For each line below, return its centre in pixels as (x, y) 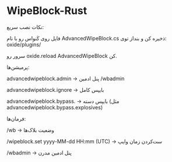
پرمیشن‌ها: (18, 67)
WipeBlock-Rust (47, 11)
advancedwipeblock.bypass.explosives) (55, 107)
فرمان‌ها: (16, 119)
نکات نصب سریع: (25, 27)
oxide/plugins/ (24, 44)
